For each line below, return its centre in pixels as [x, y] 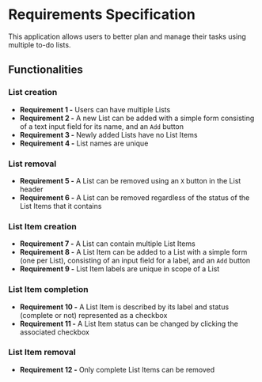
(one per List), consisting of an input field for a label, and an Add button [135, 261]
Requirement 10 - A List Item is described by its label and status [124, 307]
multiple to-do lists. [40, 44]
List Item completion [48, 289]
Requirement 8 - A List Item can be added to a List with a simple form [133, 252]
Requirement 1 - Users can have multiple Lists [95, 109]
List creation [33, 93]
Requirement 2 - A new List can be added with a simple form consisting [137, 118]
